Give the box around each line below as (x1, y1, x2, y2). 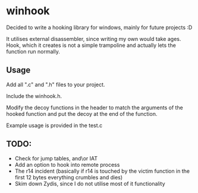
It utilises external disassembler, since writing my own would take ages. (6, 35, 181, 42)
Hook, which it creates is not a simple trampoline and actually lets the (6, 42, 177, 49)
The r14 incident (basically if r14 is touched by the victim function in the (14, 167, 190, 175)
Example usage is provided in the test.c (6, 122, 103, 129)
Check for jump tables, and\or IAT (14, 154, 98, 162)
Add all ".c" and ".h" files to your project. (6, 81, 105, 88)
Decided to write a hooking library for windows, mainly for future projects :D (6, 24, 193, 31)
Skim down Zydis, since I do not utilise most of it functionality (14, 180, 165, 187)
